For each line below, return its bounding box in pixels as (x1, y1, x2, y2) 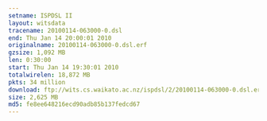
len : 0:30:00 (8, 57, 52, 64)
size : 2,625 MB (8, 93, 59, 101)
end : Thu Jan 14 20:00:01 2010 (8, 33, 112, 42)
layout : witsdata (8, 19, 66, 27)
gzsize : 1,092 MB (8, 49, 66, 57)
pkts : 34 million (8, 78, 66, 86)
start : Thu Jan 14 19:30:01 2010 (8, 64, 119, 72)
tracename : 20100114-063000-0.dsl (8, 26, 123, 34)
